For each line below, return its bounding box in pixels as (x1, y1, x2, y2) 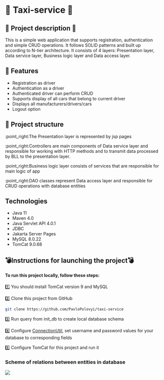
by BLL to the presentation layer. (5, 153, 70, 159)
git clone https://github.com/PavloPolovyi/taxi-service (5, 307, 124, 312)
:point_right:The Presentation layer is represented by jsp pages (5, 133, 132, 139)
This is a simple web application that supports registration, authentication (5, 37, 153, 43)
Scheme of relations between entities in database (5, 358, 126, 365)
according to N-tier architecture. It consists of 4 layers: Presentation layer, (5, 48, 155, 53)
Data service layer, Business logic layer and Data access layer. (5, 53, 131, 58)
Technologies (5, 197, 48, 205)
